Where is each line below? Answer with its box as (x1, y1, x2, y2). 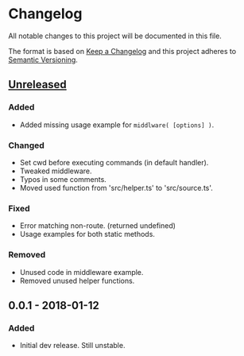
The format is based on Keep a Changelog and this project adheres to (8, 46, 237, 56)
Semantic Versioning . (8, 55, 78, 64)
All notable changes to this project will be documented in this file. (8, 31, 223, 41)
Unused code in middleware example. (19, 267, 144, 277)
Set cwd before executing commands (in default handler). (19, 157, 209, 167)
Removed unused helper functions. (19, 276, 135, 285)
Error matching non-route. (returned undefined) (19, 221, 176, 230)
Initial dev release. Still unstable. (19, 341, 126, 350)
